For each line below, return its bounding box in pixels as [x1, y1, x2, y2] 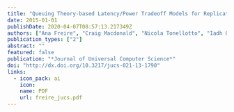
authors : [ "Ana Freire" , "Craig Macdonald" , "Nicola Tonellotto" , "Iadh [7, 29, 223, 37]
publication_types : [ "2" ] [7, 36, 82, 43]
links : [7, 68, 26, 75]
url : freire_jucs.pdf [19, 95, 82, 102]
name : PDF [19, 88, 49, 95]
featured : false [7, 49, 54, 56]
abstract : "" [7, 42, 45, 49]
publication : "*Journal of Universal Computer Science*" [7, 56, 176, 63]
